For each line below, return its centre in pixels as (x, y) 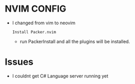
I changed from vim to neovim (44, 23)
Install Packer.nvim (34, 32)
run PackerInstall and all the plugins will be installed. (75, 41)
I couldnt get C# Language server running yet (60, 76)
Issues (19, 62)
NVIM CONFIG (36, 9)
